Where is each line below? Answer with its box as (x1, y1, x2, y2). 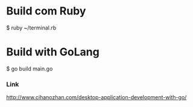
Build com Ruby (6, 4, 86, 18)
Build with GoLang (6, 45, 100, 59)
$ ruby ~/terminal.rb (6, 24, 57, 31)
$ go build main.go (6, 65, 53, 72)
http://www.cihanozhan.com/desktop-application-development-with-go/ (6, 94, 187, 101)
